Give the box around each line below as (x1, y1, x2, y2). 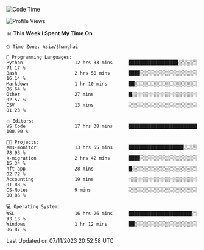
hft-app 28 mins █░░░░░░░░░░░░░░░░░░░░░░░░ (6, 166, 198, 172)
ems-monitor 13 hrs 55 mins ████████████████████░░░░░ (6, 144, 198, 150)
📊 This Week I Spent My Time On (6, 30, 93, 36)
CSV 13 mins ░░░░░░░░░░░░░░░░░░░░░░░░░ (6, 102, 198, 108)
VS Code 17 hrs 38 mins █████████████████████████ (6, 123, 198, 129)
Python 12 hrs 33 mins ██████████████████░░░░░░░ (6, 59, 198, 66)
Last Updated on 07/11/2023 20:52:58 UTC (6, 237, 114, 244)
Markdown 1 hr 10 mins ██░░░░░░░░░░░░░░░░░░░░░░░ (6, 81, 198, 87)
